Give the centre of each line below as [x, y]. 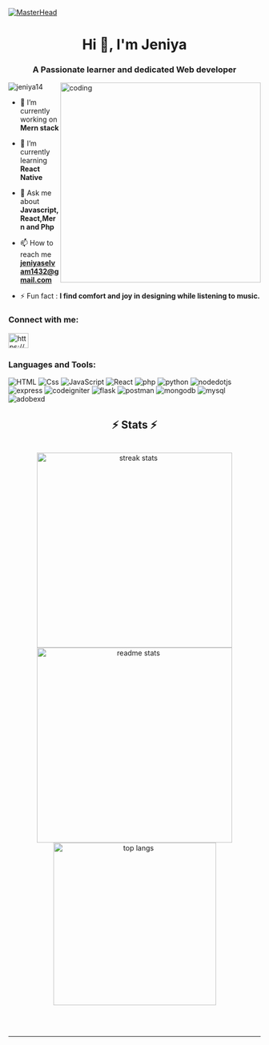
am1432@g [39, 271]
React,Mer [38, 218]
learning [34, 161]
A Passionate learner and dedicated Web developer [134, 70]
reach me [36, 254]
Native [31, 178]
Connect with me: [44, 320]
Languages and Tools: [52, 364]
